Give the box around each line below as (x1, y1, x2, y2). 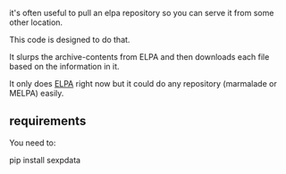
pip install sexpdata (9, 154, 81, 165)
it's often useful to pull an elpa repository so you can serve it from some (9, 8, 274, 18)
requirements (9, 113, 87, 128)
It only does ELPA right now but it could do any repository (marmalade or (9, 79, 277, 88)
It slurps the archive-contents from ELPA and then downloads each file (9, 52, 270, 62)
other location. (9, 17, 63, 28)
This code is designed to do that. (9, 35, 130, 45)
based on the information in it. (9, 62, 120, 71)
